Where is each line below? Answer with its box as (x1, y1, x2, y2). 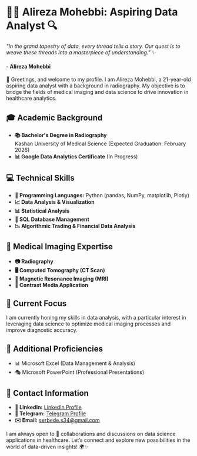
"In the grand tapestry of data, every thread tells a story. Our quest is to (6, 43, 181, 50)
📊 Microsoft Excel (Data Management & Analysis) (14, 360, 135, 367)
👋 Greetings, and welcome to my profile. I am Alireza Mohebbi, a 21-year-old (6, 76, 191, 83)
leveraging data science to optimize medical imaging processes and (6, 320, 171, 327)
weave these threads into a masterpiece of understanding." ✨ (6, 48, 156, 56)
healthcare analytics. (6, 95, 57, 102)
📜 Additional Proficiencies (6, 344, 103, 354)
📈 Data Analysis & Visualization (14, 198, 95, 206)
